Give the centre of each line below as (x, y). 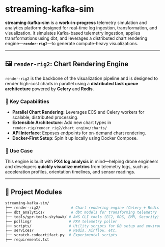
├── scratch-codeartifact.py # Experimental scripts (61, 235)
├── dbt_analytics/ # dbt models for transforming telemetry (81, 212)
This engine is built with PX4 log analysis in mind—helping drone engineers (82, 161)
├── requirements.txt (27, 240)
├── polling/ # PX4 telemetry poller (61, 222)
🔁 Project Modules (34, 192)
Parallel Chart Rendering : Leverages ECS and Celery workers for (78, 112)
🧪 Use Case (19, 150)
